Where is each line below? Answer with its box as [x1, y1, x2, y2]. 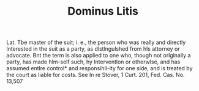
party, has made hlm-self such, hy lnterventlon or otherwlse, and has [6, 58, 181, 65]
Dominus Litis [67, 4, 139, 18]
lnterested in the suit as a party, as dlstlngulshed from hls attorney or [6, 45, 180, 53]
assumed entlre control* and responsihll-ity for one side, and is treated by [6, 65, 193, 72]
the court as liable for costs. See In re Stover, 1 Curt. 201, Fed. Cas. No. [6, 71, 185, 79]
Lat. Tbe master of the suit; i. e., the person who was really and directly [6, 38, 186, 46]
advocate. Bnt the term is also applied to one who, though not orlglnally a [6, 52, 191, 59]
